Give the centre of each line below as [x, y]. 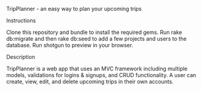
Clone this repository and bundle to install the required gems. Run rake [94, 32]
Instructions [21, 20]
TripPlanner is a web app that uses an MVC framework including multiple [97, 69]
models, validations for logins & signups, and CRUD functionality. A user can [101, 75]
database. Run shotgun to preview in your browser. [70, 45]
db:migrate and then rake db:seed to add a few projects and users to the [96, 39]
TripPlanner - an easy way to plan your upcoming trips [74, 9]
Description [21, 57]
